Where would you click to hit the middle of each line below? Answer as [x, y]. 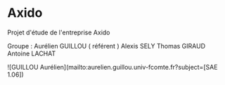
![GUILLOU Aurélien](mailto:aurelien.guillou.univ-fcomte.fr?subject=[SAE [112, 67]
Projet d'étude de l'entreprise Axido [59, 32]
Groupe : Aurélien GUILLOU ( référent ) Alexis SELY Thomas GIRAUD [107, 46]
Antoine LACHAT [32, 53]
